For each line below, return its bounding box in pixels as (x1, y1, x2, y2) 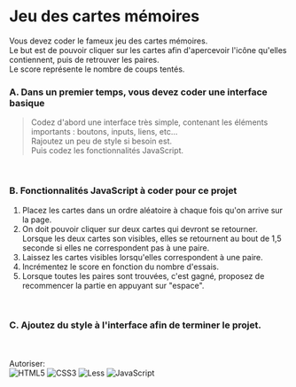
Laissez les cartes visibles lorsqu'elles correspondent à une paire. (21, 252, 263, 262)
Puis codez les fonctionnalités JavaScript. (30, 145, 184, 156)
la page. (21, 214, 52, 225)
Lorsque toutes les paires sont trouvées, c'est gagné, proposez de (21, 270, 265, 281)
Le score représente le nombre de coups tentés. (9, 64, 185, 74)
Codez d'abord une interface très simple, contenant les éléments (30, 117, 269, 128)
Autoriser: (9, 358, 46, 368)
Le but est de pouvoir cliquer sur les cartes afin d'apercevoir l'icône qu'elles (9, 44, 287, 55)
